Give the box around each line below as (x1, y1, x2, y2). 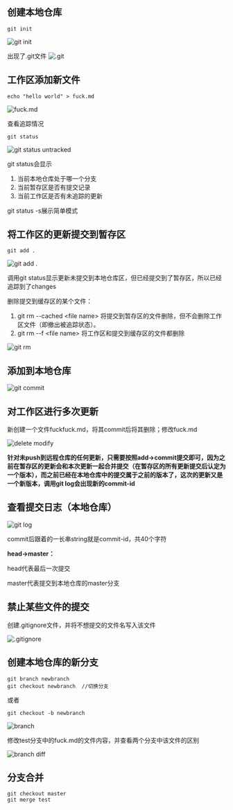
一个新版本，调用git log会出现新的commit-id (7, 479, 135, 488)
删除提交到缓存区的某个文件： (7, 297, 92, 306)
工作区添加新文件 (7, 74, 80, 86)
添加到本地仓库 (7, 364, 71, 376)
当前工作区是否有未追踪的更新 (17, 191, 103, 200)
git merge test (7, 796, 51, 804)
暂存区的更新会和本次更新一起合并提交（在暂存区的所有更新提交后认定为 (19, 462, 226, 470)
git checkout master (7, 791, 67, 798)
